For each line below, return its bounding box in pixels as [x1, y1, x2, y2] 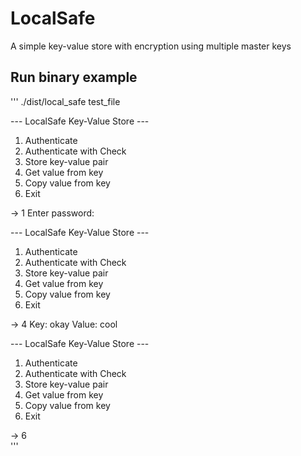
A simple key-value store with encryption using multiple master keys [10, 40, 292, 52]
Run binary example [10, 69, 138, 86]
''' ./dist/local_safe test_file [10, 95, 121, 107]
